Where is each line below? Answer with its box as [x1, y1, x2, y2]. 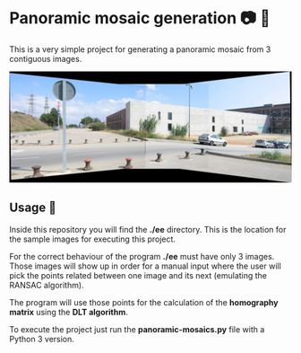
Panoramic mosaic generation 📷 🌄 [9, 8, 271, 29]
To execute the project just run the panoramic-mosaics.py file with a [9, 323, 265, 334]
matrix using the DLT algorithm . [9, 306, 128, 317]
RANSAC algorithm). [9, 279, 84, 290]
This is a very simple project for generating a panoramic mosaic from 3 [9, 43, 271, 55]
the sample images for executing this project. [9, 234, 176, 244]
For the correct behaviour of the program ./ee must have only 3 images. [9, 251, 275, 261]
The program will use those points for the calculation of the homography [9, 296, 279, 307]
